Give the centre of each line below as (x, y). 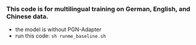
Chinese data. (27, 16)
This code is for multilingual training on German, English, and (98, 9)
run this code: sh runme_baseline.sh (61, 36)
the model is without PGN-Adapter (58, 29)
